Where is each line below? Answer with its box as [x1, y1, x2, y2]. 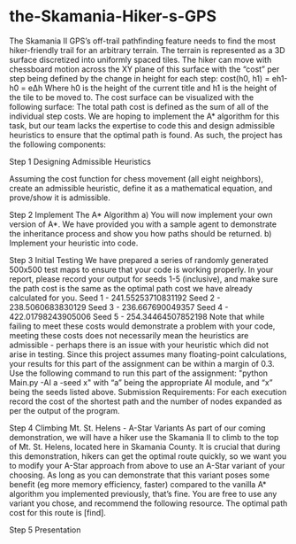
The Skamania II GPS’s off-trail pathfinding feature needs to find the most [9, 35, 277, 46]
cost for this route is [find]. [9, 507, 106, 517]
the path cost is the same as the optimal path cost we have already [9, 283, 254, 293]
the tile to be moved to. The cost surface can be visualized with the [9, 91, 254, 103]
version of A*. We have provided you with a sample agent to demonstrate [9, 219, 277, 229]
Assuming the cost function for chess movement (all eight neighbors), [9, 173, 263, 183]
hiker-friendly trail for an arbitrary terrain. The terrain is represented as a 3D [9, 44, 285, 55]
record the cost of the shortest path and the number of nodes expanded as [9, 396, 283, 407]
